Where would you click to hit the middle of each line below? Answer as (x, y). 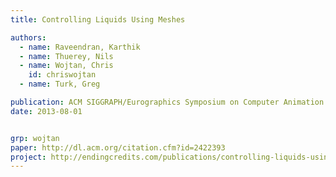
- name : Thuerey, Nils (66, 56)
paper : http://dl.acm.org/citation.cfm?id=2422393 (118, 147)
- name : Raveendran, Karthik (80, 47)
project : (28, 157)
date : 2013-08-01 (46, 111)
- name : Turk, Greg (60, 84)
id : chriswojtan (62, 75)
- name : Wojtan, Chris (66, 66)
